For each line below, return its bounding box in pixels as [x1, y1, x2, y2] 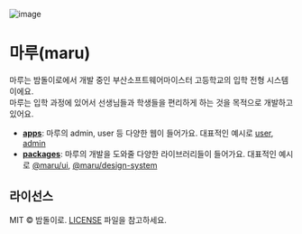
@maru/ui [32, 159, 69, 171]
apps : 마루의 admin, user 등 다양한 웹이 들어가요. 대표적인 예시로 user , [22, 127, 274, 138]
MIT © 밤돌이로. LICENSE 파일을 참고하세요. [9, 214, 167, 225]
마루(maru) [9, 43, 91, 63]
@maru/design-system [72, 159, 158, 171]
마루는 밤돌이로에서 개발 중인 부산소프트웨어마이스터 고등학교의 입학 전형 [9, 74, 265, 85]
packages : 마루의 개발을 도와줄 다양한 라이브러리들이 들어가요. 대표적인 [22, 148, 277, 159]
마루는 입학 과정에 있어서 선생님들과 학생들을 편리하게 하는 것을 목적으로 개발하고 [9, 97, 294, 108]
